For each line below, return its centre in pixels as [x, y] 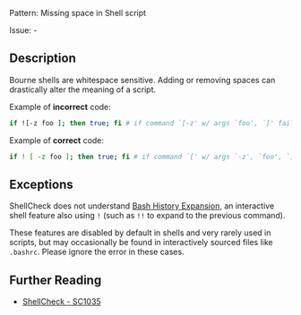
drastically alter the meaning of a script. [83, 89]
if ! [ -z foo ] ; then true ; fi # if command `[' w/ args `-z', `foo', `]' [154, 157]
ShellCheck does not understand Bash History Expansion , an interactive [142, 206]
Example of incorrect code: [60, 106]
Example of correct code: [57, 140]
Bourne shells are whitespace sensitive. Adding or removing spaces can [142, 80]
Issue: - [23, 30]
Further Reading [56, 280]
